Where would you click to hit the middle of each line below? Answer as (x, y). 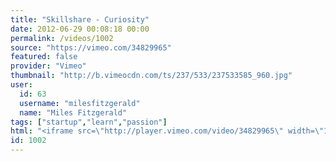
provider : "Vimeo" (48, 66)
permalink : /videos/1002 (62, 38)
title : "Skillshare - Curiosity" (80, 19)
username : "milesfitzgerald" (80, 103)
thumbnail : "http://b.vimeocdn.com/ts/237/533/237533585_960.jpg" (151, 76)
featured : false (44, 57)
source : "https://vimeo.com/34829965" (91, 47)
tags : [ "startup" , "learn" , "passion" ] (89, 122)
